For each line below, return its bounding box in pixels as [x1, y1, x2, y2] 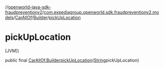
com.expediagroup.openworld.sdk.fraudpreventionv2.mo [44, 9, 159, 15]
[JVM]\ [5, 47, 20, 53]
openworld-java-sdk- [8, 4, 51, 10]
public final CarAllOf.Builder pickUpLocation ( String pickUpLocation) [5, 57, 140, 63]
